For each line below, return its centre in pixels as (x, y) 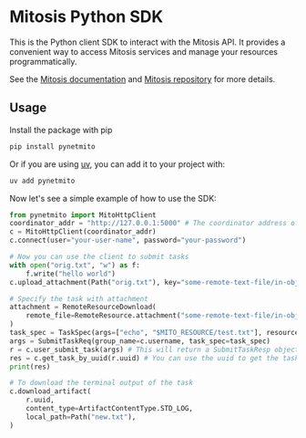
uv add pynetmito (42, 181)
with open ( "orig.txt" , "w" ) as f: (75, 265)
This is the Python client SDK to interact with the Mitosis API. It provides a (148, 42)
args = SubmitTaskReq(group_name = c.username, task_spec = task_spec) (140, 341)
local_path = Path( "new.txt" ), (81, 417)
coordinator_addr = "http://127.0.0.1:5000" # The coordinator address (148, 224)
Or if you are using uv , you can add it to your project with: (117, 164)
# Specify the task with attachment (79, 298)
